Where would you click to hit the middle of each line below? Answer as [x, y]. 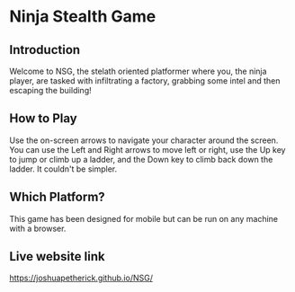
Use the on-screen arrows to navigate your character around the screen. [144, 140]
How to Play [44, 119]
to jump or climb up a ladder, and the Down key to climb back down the [141, 159]
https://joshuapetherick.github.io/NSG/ [81, 278]
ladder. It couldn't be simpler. [63, 169]
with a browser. [38, 228]
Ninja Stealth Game [83, 17]
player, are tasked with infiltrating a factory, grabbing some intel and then [145, 81]
